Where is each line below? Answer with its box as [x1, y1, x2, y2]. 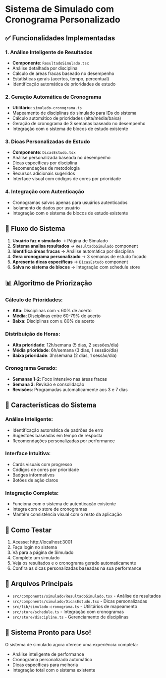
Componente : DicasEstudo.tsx [12, 149, 76, 155]
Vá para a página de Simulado [12, 549, 74, 555]
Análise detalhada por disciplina [12, 65, 78, 71]
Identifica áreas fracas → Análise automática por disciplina [12, 248, 134, 254]
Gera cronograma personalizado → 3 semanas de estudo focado [12, 253, 147, 259]
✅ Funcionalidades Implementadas [5, 34, 115, 42]
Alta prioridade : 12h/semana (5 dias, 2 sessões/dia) [12, 341, 119, 348]
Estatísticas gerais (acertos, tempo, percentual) [12, 75, 110, 81]
